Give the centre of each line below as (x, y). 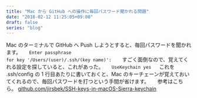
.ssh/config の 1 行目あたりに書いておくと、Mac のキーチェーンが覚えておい (98, 74)
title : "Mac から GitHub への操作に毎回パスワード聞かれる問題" (78, 11)
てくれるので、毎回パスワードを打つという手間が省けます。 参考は (90, 82)
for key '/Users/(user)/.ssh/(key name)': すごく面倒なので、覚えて (95, 60)
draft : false (22, 22)
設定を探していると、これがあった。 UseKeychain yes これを (96, 67)
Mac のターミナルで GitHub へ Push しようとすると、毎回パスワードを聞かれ (99, 45)
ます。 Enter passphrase (39, 52)
